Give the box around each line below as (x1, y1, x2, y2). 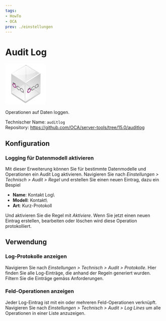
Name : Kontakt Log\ (12, 191, 54, 197)
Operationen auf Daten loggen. (5, 109, 70, 115)
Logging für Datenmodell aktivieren (5, 154, 94, 162)
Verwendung (5, 238, 47, 247)
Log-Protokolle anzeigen (5, 253, 67, 260)
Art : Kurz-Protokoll (12, 203, 52, 209)
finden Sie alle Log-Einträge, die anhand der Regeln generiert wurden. (5, 270, 151, 276)
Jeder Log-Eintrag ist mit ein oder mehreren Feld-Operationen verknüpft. (5, 299, 157, 305)
